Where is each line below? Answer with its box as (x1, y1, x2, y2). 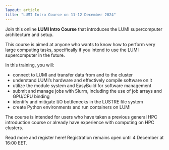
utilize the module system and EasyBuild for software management (12, 82, 152, 89)
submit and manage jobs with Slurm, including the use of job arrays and (12, 88, 162, 94)
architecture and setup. (5, 31, 54, 37)
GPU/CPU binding (12, 93, 50, 99)
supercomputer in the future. (5, 52, 65, 58)
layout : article (5, 7, 39, 13)
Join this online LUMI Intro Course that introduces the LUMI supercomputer (5, 26, 163, 32)
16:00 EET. (5, 140, 28, 146)
